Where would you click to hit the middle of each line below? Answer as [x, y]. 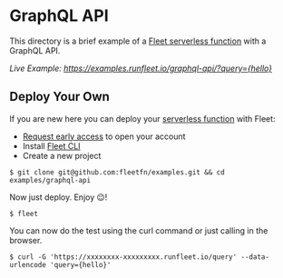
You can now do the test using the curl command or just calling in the [139, 230]
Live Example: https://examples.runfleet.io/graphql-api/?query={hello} [141, 68]
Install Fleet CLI [51, 145]
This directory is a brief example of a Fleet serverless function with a [138, 41]
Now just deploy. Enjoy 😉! [59, 197]
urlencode [28, 264]
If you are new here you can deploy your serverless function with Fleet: [142, 118]
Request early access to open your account [104, 136]
